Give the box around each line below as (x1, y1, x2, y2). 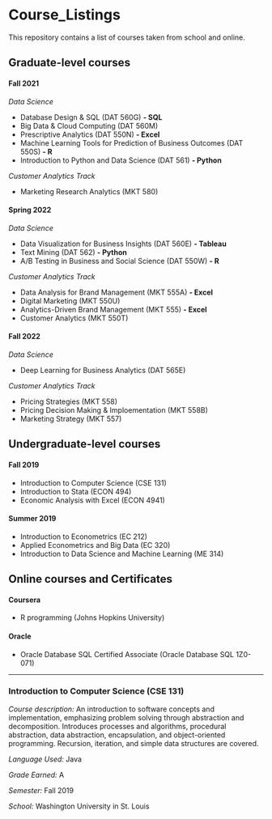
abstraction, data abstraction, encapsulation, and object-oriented (8, 730, 226, 740)
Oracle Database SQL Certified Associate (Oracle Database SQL (19, 649, 235, 659)
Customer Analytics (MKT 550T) (19, 313, 129, 323)
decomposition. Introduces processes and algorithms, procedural (8, 721, 227, 731)
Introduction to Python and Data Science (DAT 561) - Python (19, 155, 223, 165)
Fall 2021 (8, 79, 40, 88)
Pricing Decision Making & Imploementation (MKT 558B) (19, 405, 209, 414)
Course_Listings (8, 6, 121, 24)
